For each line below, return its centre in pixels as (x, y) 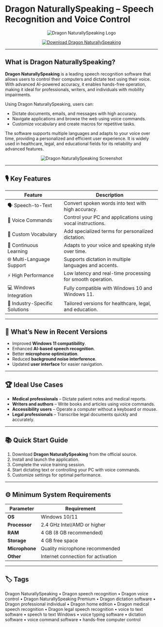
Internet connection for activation (79, 556)
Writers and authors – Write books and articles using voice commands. (83, 404)
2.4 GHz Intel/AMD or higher (73, 525)
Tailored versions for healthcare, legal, (107, 303)
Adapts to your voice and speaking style (109, 245)
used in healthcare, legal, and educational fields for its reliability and (73, 143)
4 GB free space (59, 540)
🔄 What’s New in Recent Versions (56, 332)
